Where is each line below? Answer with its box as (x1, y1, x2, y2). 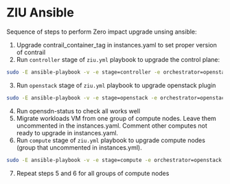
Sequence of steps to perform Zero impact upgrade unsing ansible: (6, 27, 197, 36)
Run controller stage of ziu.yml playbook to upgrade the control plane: (16, 55, 220, 63)
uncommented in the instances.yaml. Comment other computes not (16, 122, 207, 130)
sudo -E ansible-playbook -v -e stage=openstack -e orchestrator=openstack (6, 94, 228, 101)
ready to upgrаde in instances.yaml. (16, 128, 118, 137)
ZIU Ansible (6, 5, 75, 21)
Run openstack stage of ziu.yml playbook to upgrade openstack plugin (16, 81, 216, 89)
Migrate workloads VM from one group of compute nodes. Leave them (16, 114, 217, 122)
